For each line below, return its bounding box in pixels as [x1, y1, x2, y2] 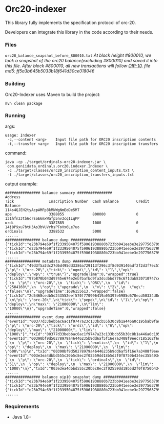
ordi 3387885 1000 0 [5, 220, 139, 225]
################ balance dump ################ [5, 237, 106, 242]
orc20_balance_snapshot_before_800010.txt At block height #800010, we [5, 52, 151, 58]
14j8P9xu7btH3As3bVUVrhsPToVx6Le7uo [5, 224, 80, 230]
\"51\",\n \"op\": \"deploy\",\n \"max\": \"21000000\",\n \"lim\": [5, 361, 154, 367]
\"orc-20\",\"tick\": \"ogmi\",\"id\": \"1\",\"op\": [22, 267, 134, 272]
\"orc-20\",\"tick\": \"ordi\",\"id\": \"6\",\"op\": [22, 323, 134, 328]
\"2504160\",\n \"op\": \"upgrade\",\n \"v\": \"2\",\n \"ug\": [5, 284, 145, 289]
